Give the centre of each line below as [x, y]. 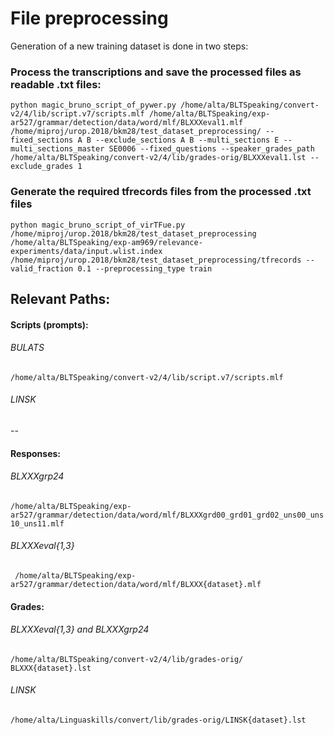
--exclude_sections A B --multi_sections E [187, 140]
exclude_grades [42, 167]
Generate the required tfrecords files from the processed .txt [161, 192]
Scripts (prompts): [49, 324]
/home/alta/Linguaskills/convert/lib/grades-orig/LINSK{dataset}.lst [158, 720]
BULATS [27, 348]
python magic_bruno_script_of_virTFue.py [98, 225]
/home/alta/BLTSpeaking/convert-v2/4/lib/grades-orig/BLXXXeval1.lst [158, 158]
